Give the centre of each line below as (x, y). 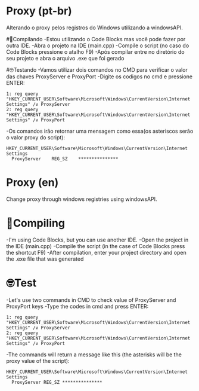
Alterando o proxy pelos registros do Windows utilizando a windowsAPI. (94, 28)
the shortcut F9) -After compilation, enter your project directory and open (96, 252)
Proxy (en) (32, 183)
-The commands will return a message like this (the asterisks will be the (94, 355)
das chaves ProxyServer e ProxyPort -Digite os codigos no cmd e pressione (99, 77)
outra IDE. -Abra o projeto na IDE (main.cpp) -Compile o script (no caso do (98, 45)
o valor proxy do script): (36, 137)
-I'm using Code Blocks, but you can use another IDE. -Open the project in (97, 240)
